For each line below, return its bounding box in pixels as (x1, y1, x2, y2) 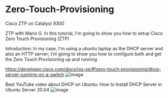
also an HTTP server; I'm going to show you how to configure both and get (5, 51, 161, 57)
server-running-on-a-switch (5, 71, 64, 77)
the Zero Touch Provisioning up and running (5, 56, 97, 62)
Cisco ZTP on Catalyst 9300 (5, 20, 64, 26)
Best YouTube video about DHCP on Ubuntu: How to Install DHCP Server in (5, 81, 162, 87)
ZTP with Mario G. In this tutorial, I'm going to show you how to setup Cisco (5, 30, 163, 36)
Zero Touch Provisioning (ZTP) (5, 36, 70, 42)
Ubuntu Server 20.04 (5, 86, 50, 92)
